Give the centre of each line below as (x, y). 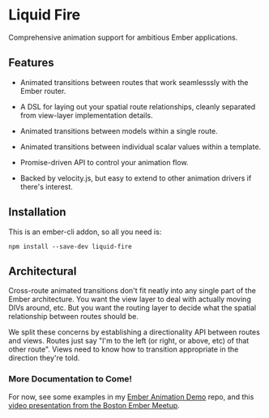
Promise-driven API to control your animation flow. (104, 162)
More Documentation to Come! (70, 379)
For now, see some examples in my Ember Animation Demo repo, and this (131, 397)
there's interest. (46, 186)
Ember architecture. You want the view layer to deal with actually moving (130, 299)
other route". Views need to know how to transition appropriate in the (124, 349)
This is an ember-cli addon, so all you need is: (85, 232)
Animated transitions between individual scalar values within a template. (141, 147)
